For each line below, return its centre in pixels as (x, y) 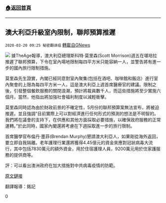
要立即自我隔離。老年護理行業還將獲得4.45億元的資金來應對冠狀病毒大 (77, 143)
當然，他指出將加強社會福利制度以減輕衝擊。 (63, 97)
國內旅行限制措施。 (33, 68)
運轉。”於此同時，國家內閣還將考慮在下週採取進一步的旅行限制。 (70, 126)
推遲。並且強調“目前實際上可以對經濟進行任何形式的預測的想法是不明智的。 (82, 114)
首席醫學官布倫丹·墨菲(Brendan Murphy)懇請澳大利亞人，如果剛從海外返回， (83, 136)
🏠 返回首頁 (18, 7)
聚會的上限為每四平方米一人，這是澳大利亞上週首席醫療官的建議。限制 (81, 84)
